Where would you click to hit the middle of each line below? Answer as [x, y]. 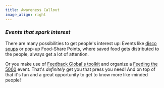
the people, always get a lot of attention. [47, 54]
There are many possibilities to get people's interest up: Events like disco [81, 43]
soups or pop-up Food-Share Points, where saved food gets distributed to [82, 49]
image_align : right [26, 15]
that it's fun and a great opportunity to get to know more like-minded [76, 74]
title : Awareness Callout [32, 10]
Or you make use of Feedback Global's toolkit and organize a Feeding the [81, 64]
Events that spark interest [38, 32]
